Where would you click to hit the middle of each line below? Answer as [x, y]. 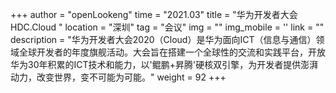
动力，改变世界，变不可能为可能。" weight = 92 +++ [118, 77]
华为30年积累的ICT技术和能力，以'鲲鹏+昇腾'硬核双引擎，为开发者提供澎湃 [164, 64]
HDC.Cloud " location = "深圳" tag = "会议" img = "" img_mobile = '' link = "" [167, 27]
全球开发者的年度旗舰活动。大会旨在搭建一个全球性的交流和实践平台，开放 [172, 52]
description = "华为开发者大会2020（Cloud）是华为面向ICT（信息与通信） [163, 39]
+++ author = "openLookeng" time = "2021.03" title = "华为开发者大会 [154, 14]
